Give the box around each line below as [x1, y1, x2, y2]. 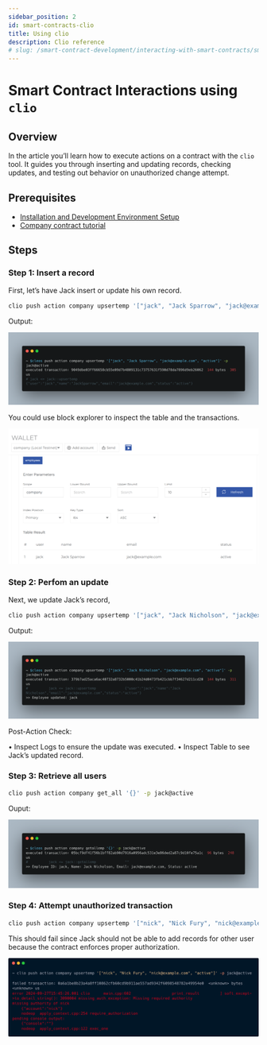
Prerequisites [8, 191, 76, 204]
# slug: [8, 46, 34, 55]
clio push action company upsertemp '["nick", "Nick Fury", [8, 919, 212, 927]
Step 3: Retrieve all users [8, 770, 107, 781]
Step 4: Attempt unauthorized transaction [8, 900, 173, 911]
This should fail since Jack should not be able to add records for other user [8, 934, 254, 943]
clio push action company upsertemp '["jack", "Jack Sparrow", [8, 302, 222, 310]
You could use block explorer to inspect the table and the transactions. [8, 413, 240, 423]
